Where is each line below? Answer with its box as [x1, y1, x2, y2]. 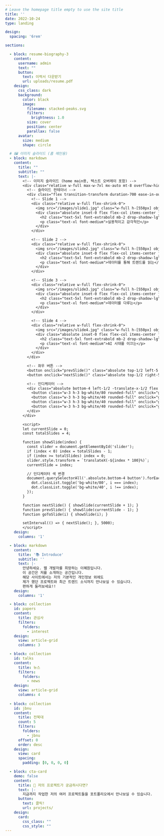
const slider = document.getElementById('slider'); [26, 445, 134, 449]
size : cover [26, 120, 51, 125]
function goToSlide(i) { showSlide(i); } [22, 512, 108, 517]
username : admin [18, 61, 51, 66]
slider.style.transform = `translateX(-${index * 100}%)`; [26, 458, 150, 463]
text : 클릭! [22, 801, 45, 806]
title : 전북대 [18, 715, 44, 720]
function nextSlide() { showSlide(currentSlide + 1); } [22, 503, 139, 508]
